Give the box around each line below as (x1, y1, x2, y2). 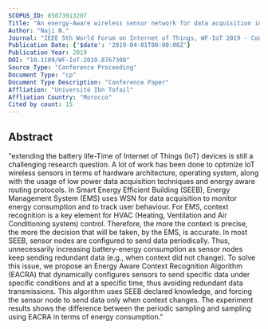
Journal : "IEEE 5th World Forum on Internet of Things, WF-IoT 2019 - (8, 33, 248, 42)
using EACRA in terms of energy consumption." (8, 311, 164, 321)
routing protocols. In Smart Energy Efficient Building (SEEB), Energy (8, 185, 231, 194)
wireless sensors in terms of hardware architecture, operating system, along (8, 168, 259, 178)
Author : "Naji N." (8, 26, 69, 34)
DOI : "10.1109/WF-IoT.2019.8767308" (8, 57, 130, 65)
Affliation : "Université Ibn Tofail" (8, 85, 134, 94)
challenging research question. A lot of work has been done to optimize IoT (8, 159, 255, 169)
